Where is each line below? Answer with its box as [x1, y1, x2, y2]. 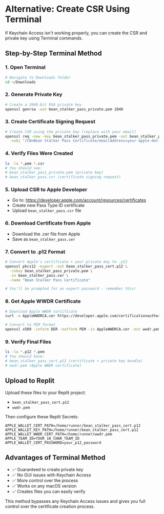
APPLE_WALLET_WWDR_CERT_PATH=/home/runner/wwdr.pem [5, 432, 112, 436]
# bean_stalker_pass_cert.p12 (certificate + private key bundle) [5, 359, 143, 364]
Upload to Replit [5, 377, 55, 385]
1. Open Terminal [5, 64, 46, 71]
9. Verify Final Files [5, 338, 51, 345]
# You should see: [5, 165, 42, 170]
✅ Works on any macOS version [12, 483, 77, 489]
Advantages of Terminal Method [5, 453, 106, 462]
